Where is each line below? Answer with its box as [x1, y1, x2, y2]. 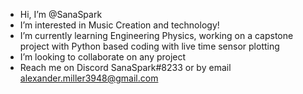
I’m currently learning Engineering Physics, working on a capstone [19, 30, 294, 41]
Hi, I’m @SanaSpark [19, 9, 103, 20]
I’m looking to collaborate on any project [19, 51, 187, 63]
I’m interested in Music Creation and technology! [19, 19, 220, 31]
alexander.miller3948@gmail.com [19, 72, 159, 84]
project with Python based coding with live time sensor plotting [19, 40, 280, 52]
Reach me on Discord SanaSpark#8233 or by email [19, 62, 232, 73]
